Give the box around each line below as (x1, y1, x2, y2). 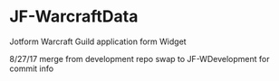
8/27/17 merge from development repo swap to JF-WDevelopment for (9, 53, 270, 64)
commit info (9, 63, 54, 74)
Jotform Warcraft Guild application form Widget (9, 36, 188, 47)
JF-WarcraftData (9, 6, 139, 27)
